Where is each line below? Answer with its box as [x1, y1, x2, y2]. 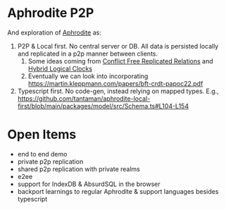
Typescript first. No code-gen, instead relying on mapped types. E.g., [17, 87, 220, 95]
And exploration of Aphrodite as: [7, 28, 102, 37]
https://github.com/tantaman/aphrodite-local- [17, 94, 151, 103]
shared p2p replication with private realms [17, 164, 141, 173]
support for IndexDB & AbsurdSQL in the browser [17, 180, 161, 188]
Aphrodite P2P [7, 5, 94, 21]
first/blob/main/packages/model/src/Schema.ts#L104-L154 [17, 101, 189, 110]
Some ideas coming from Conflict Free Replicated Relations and [27, 56, 213, 65]
